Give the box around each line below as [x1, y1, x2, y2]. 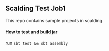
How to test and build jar [5, 29, 58, 35]
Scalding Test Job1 [5, 4, 66, 13]
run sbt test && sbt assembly [5, 40, 68, 46]
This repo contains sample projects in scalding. [5, 17, 104, 23]
